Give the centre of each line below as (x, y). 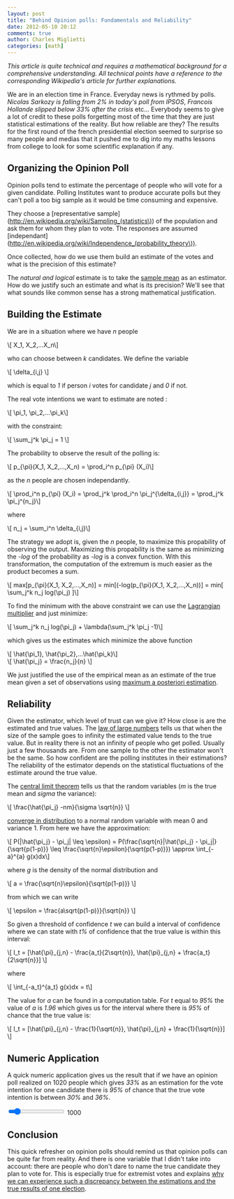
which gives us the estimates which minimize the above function (100, 640)
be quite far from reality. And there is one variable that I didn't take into (109, 1159)
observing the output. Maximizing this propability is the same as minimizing (116, 549)
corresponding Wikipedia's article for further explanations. (92, 81)
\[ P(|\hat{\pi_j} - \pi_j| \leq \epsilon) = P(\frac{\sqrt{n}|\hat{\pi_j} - (103, 841)
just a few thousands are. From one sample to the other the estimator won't (115, 751)
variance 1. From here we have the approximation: (79, 828)
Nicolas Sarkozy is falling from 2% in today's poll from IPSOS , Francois (110, 102)
